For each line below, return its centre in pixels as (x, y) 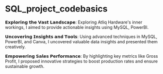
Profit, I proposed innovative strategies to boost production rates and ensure (81, 61)
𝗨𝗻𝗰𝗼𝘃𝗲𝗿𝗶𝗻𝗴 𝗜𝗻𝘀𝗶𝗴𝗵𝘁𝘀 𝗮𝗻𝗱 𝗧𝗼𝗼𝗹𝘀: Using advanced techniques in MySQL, (81, 37)
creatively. (15, 47)
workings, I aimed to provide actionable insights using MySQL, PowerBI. (77, 27)
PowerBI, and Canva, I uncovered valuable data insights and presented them (81, 41)
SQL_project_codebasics (56, 9)
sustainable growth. (25, 66)
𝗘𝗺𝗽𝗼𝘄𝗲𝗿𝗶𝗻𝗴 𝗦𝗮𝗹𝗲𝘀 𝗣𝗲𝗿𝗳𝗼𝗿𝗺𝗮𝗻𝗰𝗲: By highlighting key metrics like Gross (81, 56)
